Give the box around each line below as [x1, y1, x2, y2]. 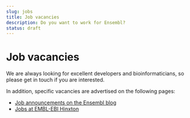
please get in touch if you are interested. [6, 76, 105, 83]
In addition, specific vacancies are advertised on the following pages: [6, 88, 176, 95]
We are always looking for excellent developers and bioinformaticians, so [6, 70, 185, 77]
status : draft [6, 25, 41, 31]
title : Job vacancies [6, 14, 60, 20]
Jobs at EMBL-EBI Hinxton [14, 106, 79, 113]
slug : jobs [6, 8, 33, 15]
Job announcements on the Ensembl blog [14, 99, 117, 106]
